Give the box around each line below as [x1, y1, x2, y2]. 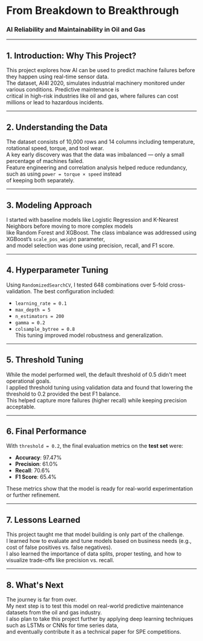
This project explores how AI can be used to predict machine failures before [6, 67, 195, 74]
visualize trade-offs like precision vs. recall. [6, 557, 115, 564]
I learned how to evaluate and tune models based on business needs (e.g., [6, 537, 192, 545]
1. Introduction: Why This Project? [6, 50, 137, 61]
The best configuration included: [33, 287, 115, 294]
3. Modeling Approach [6, 200, 92, 210]
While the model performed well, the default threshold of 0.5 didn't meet [6, 371, 187, 378]
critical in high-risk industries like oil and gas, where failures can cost [6, 92, 179, 100]
